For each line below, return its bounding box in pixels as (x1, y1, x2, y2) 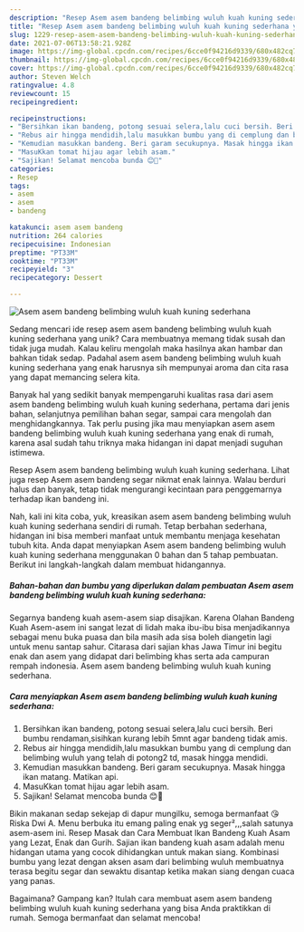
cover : (9, 64, 34, 73)
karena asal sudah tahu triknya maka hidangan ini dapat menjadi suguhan (9, 437, 283, 448)
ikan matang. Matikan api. (22, 771, 119, 782)
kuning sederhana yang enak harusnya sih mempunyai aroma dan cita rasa (9, 362, 290, 372)
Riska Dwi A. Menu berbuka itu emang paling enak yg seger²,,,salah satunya (9, 817, 294, 829)
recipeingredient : (9, 97, 79, 107)
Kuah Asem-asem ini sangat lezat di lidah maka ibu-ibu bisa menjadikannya (9, 621, 290, 632)
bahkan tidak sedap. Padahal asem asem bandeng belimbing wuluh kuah (9, 352, 281, 363)
